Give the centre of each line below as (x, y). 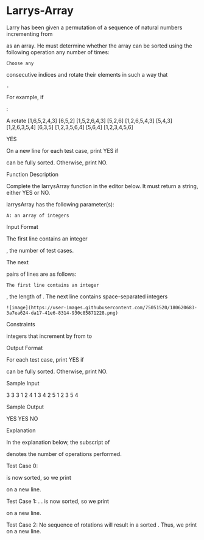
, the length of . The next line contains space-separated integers (87, 296)
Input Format (22, 226)
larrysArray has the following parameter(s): (60, 204)
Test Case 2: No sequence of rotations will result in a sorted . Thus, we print (102, 525)
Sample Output (25, 407)
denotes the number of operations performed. (64, 454)
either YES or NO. (28, 192)
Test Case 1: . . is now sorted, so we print (58, 501)
